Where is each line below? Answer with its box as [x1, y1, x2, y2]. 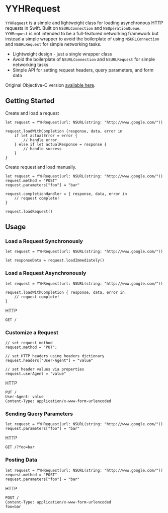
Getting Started [5, 97, 55, 105]
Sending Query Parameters [5, 410, 73, 417]
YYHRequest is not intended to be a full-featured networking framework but [5, 30, 159, 36]
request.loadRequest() [5, 209, 53, 214]
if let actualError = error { [14, 133, 78, 138]
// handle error [23, 137, 57, 143]
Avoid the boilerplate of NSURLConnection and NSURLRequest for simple [12, 56, 155, 62]
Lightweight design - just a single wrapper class [12, 51, 112, 57]
